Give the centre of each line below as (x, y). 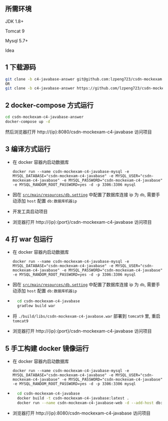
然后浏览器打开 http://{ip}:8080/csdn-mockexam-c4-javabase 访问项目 (78, 132)
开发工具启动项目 (30, 211)
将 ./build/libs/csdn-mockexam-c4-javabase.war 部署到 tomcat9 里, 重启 (86, 316)
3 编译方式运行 (28, 149)
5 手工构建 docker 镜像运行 (47, 348)
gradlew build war (36, 306)
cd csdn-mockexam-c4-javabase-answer (44, 117)
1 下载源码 (21, 67)
